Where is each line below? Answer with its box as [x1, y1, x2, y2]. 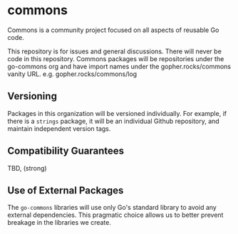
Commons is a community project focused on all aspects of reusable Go [7, 26, 219, 34]
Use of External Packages [7, 184, 124, 196]
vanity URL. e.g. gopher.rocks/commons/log [7, 70, 138, 78]
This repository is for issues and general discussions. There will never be [7, 47, 222, 55]
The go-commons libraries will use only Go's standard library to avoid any [7, 203, 217, 212]
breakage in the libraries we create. [7, 218, 112, 227]
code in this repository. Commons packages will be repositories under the [7, 54, 224, 63]
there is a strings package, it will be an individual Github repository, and [7, 117, 219, 125]
